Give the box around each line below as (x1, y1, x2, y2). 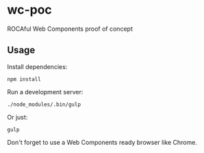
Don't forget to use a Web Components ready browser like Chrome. (7, 138, 197, 146)
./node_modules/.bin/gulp (7, 101, 81, 108)
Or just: (7, 113, 28, 121)
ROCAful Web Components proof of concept (7, 25, 133, 33)
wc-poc (7, 2, 53, 18)
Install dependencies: (7, 62, 68, 70)
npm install (7, 76, 41, 83)
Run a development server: (7, 87, 84, 96)
